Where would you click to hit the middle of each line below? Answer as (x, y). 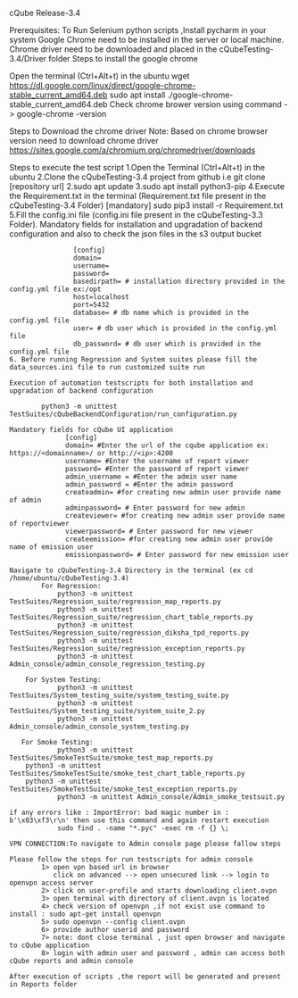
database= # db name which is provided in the (161, 312)
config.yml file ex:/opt (55, 289)
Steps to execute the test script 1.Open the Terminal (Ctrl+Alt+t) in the (137, 167)
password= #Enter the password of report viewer (157, 469)
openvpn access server (51, 883)
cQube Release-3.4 (45, 13)
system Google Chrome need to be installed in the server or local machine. (147, 40)
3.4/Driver (28, 58)
